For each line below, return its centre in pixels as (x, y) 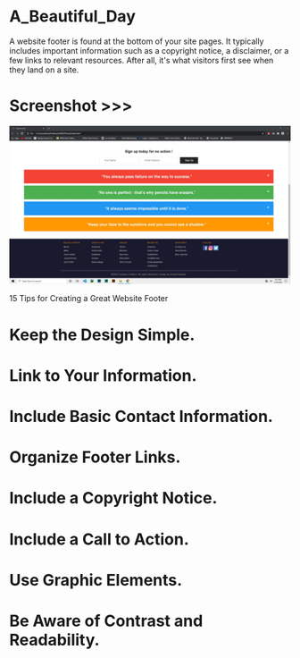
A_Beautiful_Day (72, 17)
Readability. (54, 640)
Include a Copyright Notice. (113, 498)
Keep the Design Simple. (102, 335)
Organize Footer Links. (95, 457)
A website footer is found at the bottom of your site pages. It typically (137, 41)
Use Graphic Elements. (96, 580)
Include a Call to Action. (99, 539)
